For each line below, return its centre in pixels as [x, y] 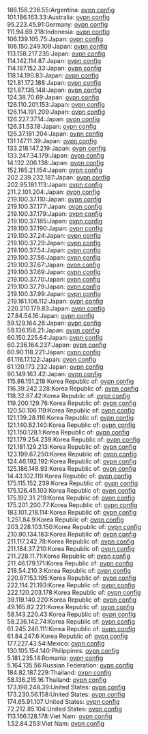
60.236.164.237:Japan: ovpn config [57, 345]
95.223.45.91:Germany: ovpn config [58, 24]
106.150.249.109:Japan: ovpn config [57, 46]
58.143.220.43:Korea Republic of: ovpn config [72, 614]
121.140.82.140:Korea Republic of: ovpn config [71, 425]
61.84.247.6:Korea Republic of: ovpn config [68, 636]
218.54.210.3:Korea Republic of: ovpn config [69, 571]
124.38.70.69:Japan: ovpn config [53, 97]
